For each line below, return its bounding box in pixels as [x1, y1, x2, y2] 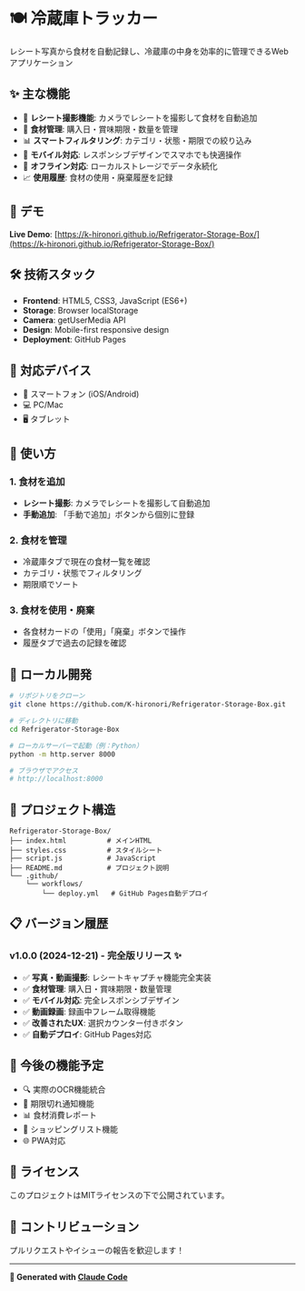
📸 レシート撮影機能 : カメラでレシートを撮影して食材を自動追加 [22, 112, 258, 123]
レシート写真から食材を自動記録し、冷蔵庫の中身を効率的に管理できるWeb [9, 45, 289, 56]
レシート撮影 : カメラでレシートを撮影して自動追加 [22, 497, 211, 508]
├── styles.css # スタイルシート [9, 846, 163, 856]
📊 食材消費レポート [22, 1109, 97, 1120]
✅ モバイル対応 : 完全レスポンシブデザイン [22, 995, 180, 1006]
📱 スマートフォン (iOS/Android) [22, 388, 140, 400]
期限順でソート [22, 579, 79, 590]
